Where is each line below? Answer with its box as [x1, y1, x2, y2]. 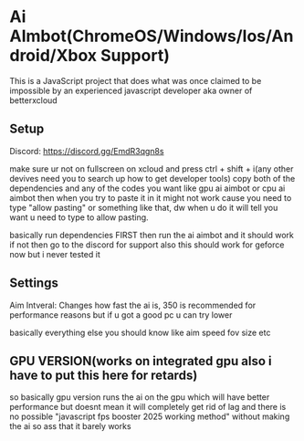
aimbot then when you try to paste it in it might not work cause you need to [9, 192, 292, 203]
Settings [9, 276, 59, 291]
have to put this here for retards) [9, 367, 198, 383]
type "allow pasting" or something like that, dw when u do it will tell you [9, 202, 278, 213]
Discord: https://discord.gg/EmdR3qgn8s [9, 145, 164, 156]
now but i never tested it [9, 248, 100, 259]
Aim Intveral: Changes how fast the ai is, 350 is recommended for [9, 299, 257, 310]
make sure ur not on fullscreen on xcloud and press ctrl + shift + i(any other [9, 163, 294, 174]
